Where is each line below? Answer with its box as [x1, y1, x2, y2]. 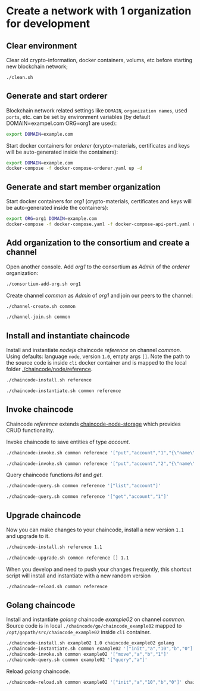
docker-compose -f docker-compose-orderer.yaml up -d [6, 166, 143, 172]
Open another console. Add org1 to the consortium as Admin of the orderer [6, 263, 190, 270]
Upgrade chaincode [6, 510, 82, 521]
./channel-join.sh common [6, 314, 70, 320]
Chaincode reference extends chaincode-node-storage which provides [6, 420, 181, 427]
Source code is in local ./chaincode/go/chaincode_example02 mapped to [6, 622, 182, 629]
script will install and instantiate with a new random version [6, 572, 151, 579]
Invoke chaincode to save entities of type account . [6, 438, 130, 445]
